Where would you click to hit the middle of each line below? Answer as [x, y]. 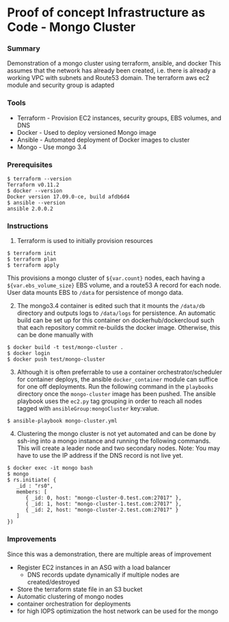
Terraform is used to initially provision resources [85, 241]
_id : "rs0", [35, 486]
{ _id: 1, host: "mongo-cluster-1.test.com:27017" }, [104, 504]
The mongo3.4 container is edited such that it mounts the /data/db [111, 306]
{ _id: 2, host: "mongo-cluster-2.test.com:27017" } [102, 510]
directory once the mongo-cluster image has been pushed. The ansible [117, 394]
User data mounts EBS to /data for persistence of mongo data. [95, 293]
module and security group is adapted [61, 85]
